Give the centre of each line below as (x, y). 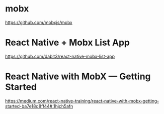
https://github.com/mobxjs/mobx (39, 22)
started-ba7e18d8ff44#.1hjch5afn (39, 106)
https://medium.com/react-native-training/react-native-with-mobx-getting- (82, 101)
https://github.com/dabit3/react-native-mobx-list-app (60, 56)
